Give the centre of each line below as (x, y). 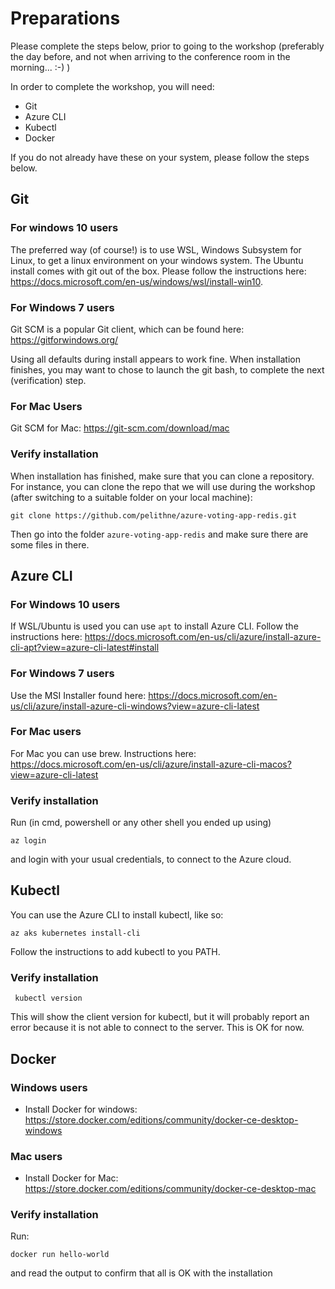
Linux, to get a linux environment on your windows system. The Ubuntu (157, 260)
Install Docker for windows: (81, 1109)
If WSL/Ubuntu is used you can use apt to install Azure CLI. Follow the (154, 626)
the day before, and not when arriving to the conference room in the (150, 56)
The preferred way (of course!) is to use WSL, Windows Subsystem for (156, 249)
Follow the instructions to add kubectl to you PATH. (115, 951)
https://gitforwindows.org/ (64, 339)
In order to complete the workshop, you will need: (112, 86)
